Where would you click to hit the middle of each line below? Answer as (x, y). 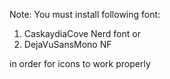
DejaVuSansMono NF (67, 44)
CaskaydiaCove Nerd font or (82, 33)
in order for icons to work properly (80, 63)
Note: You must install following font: (85, 14)
